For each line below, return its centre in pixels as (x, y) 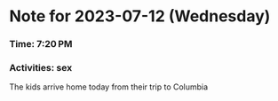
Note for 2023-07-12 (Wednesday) (140, 16)
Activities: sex (41, 68)
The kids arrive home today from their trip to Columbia (109, 87)
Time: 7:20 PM (41, 44)
